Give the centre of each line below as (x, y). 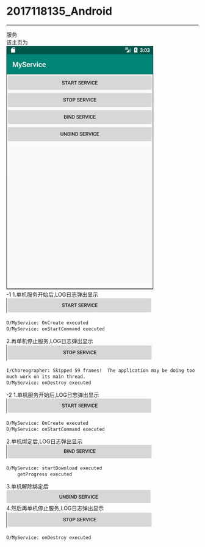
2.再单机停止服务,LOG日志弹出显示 (50, 341)
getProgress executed (45, 474)
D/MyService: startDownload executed (54, 468)
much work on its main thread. (46, 377)
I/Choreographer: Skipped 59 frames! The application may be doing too (101, 371)
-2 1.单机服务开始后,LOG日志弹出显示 (53, 394)
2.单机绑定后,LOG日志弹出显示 (45, 441)
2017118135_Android (59, 11)
